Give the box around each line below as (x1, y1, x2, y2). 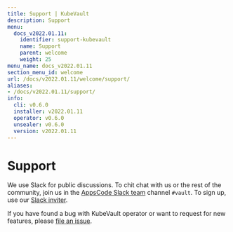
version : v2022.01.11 (13, 128, 77, 135)
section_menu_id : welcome (7, 69, 83, 76)
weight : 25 (20, 56, 52, 63)
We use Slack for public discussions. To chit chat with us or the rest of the (7, 181, 222, 189)
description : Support (7, 17, 71, 24)
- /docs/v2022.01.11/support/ (7, 88, 96, 95)
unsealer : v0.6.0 (13, 121, 65, 128)
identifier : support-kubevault (20, 36, 112, 43)
